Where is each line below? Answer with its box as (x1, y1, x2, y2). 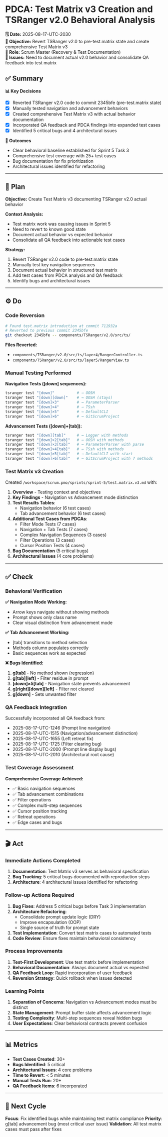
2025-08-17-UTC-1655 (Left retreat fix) (12, 736, 94, 742)
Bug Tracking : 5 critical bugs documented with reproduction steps (12, 874, 150, 880)
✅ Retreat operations (12, 813, 56, 819)
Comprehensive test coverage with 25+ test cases (12, 153, 116, 159)
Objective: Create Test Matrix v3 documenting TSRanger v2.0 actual (5, 196, 147, 202)
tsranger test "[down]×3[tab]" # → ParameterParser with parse (5, 442, 144, 447)
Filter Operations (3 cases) (19, 537, 75, 543)
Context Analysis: (5, 211, 43, 217)
